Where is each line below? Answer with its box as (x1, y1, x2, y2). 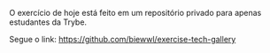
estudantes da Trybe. (9, 17, 87, 27)
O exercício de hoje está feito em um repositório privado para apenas (9, 8, 262, 18)
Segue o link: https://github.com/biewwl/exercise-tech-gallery (9, 34, 236, 44)
